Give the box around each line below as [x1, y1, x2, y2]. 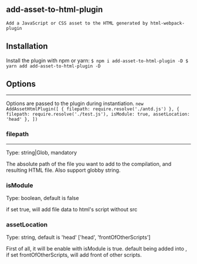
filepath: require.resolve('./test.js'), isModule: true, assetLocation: [6, 111, 191, 117]
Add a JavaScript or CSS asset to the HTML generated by [6, 20, 148, 26]
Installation [6, 41, 48, 52]
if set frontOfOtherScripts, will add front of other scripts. [6, 252, 142, 259]
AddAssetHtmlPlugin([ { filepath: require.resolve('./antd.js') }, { [6, 106, 180, 112]
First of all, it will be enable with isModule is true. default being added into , [6, 245, 188, 252]
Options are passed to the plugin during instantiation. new [6, 100, 144, 107]
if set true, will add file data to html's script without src [6, 206, 138, 213]
